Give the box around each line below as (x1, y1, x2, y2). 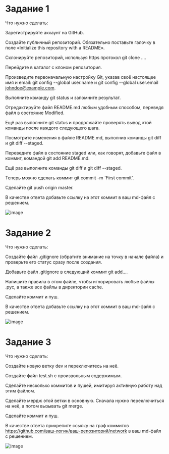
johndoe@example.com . (5, 84, 56, 91)
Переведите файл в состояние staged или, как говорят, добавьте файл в (5, 149, 161, 156)
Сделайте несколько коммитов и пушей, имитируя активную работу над (5, 382, 162, 388)
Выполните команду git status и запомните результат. (5, 94, 121, 100)
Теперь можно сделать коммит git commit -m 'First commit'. (5, 175, 134, 181)
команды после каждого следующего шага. (5, 125, 100, 131)
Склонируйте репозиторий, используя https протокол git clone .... (5, 54, 146, 61)
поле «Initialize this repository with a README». (5, 44, 105, 51)
